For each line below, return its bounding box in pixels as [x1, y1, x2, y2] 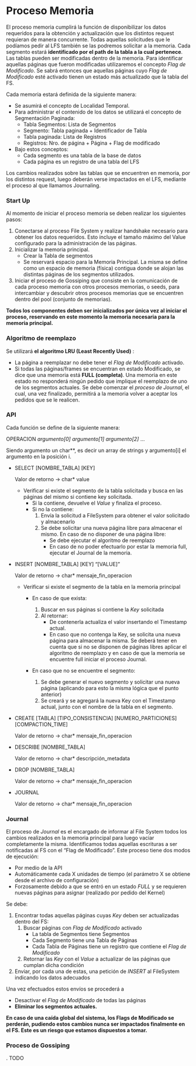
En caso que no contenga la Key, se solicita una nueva [49, 630, 181, 637]
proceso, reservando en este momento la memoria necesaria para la [6, 313, 176, 320]
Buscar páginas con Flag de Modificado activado [23, 924, 142, 931]
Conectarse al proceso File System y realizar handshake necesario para [14, 227, 188, 235]
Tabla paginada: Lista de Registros [23, 133, 106, 140]
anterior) [40, 691, 62, 698]
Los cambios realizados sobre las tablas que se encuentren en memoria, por [6, 169, 191, 176]
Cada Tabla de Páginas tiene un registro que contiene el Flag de [32, 943, 187, 950]
